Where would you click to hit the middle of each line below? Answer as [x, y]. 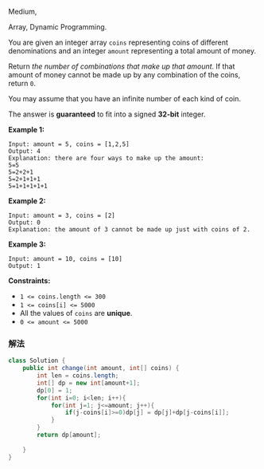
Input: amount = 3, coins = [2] [62, 215]
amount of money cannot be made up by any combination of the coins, [124, 75]
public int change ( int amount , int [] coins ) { [101, 368]
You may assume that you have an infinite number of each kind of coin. [124, 99]
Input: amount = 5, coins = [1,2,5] [69, 144]
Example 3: [27, 244]
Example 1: [27, 130]
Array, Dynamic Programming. [58, 27]
